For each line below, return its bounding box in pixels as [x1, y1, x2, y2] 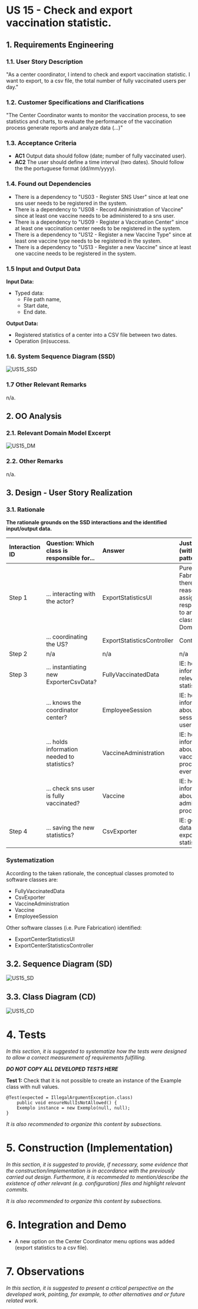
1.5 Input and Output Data [6, 265, 81, 273]
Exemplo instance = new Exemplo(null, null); [16, 1105, 131, 1111]
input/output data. [6, 525, 52, 533]
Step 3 [9, 670, 28, 679]
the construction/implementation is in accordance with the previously [6, 1167, 175, 1175]
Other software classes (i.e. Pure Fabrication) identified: [6, 924, 142, 931]
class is [46, 547, 68, 555]
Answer [102, 547, 125, 555]
